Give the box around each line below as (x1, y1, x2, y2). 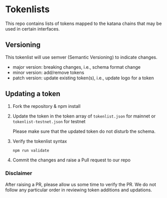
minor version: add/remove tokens (12, 69, 85, 75)
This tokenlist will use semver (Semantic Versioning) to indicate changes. (5, 54, 158, 60)
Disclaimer (5, 169, 32, 177)
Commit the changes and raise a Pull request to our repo (12, 157, 131, 163)
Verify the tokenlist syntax (12, 138, 67, 144)
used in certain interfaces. (5, 25, 60, 32)
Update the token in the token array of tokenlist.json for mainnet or (12, 113, 156, 119)
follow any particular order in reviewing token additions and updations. (5, 187, 152, 193)
